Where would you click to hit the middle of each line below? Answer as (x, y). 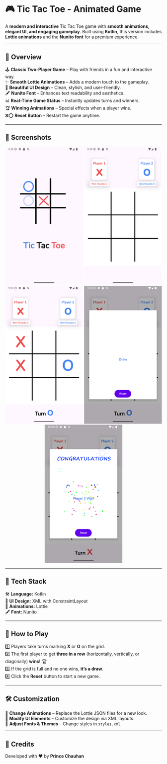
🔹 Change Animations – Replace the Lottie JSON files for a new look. (76, 713)
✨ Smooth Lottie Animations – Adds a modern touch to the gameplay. (77, 82)
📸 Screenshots (28, 137)
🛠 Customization (32, 699)
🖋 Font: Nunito (21, 612)
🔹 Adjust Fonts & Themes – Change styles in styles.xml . (63, 724)
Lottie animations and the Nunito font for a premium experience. (72, 37)
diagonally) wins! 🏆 (26, 661)
